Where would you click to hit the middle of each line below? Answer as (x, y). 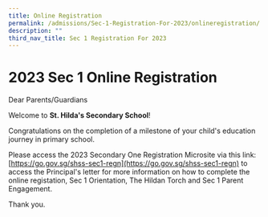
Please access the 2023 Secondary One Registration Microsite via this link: (132, 155)
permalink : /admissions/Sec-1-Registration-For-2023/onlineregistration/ (134, 23)
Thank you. (27, 204)
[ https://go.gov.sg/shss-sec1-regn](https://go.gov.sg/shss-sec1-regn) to (128, 163)
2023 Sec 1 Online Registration (113, 78)
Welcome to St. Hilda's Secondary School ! (79, 115)
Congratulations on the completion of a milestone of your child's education (132, 131)
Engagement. (30, 189)
